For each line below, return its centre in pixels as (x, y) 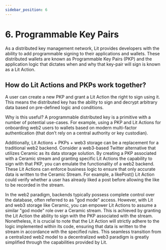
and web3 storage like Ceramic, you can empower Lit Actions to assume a (81, 205)
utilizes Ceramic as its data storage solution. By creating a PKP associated (81, 153)
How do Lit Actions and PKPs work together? (76, 85)
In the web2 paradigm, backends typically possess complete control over (80, 195)
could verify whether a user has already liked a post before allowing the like (82, 180)
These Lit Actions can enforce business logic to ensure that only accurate (80, 169)
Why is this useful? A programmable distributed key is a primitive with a (78, 117)
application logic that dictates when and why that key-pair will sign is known (83, 64)
